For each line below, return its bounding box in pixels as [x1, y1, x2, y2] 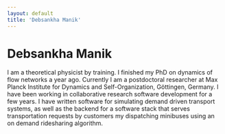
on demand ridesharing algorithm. [7, 119, 104, 127]
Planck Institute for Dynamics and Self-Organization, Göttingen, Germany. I [7, 83, 219, 91]
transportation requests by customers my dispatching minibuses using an [7, 112, 215, 120]
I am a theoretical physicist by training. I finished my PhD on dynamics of [7, 68, 213, 77]
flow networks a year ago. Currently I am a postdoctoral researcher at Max [7, 76, 218, 84]
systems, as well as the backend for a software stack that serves [7, 105, 191, 113]
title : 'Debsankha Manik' [7, 16, 81, 23]
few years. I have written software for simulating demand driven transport [7, 97, 215, 106]
